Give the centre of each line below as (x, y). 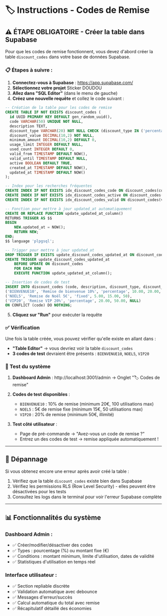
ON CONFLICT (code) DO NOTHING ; (39, 305)
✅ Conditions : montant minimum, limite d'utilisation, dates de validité (83, 556)
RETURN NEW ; (26, 232)
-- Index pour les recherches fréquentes (49, 186)
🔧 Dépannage (27, 459)
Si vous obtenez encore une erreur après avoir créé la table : (67, 471)
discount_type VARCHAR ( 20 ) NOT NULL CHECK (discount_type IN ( (76, 131)
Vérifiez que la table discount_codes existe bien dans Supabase (77, 481)
